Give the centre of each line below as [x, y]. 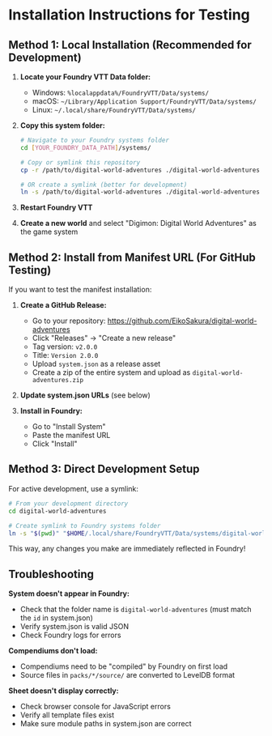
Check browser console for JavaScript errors [96, 707]
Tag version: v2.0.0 [65, 347]
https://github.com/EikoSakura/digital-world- [182, 321]
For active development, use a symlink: [74, 488]
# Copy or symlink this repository [80, 162]
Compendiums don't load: [53, 651]
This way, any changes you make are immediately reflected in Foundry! [127, 549]
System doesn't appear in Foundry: [69, 593]
